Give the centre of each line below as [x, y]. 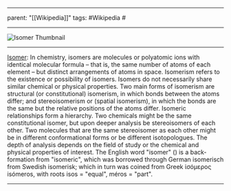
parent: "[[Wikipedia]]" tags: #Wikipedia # [66, 18]
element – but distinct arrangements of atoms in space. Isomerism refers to [113, 72]
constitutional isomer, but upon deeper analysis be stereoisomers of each [111, 123]
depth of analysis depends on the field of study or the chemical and [103, 145]
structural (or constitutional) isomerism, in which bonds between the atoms [113, 94]
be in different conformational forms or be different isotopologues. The [107, 137]
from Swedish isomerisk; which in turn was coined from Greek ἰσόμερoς [109, 167]
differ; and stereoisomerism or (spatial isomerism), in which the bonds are [112, 101]
